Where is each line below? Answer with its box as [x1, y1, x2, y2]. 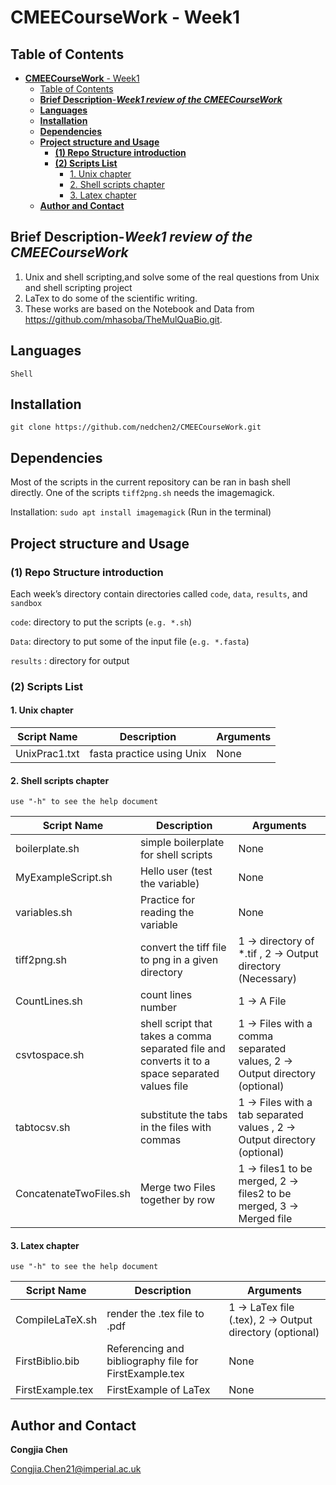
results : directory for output [10, 654, 130, 666]
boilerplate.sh [15, 842, 80, 856]
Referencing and [106, 1342, 185, 1356]
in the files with [139, 1121, 212, 1135]
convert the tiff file [139, 941, 227, 955]
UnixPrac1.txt [15, 747, 80, 761]
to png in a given [139, 953, 219, 967]
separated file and [139, 1042, 226, 1056]
